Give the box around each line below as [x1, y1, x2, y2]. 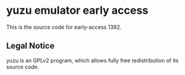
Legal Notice [6, 41, 55, 51]
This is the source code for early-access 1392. [6, 23, 122, 31]
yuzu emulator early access [6, 4, 149, 17]
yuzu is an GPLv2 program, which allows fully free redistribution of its [6, 56, 179, 64]
